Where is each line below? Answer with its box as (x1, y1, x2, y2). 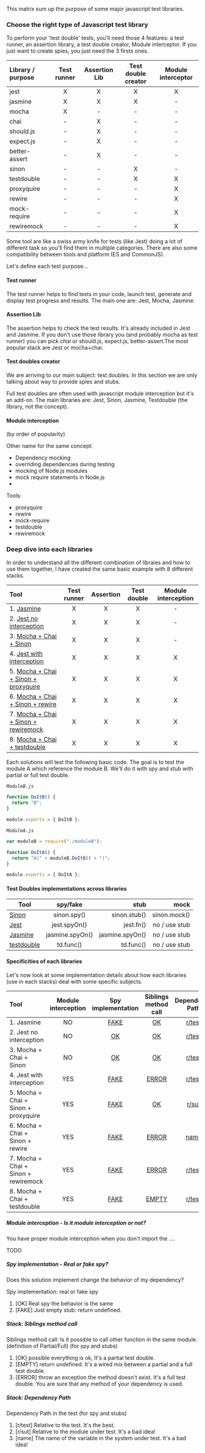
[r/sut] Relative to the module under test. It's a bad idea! (15, 1428, 156, 1435)
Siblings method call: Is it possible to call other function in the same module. (6, 1336, 198, 1343)
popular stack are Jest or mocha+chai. (6, 344, 104, 351)
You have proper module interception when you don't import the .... (6, 1235, 176, 1242)
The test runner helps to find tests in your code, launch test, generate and (6, 290, 192, 297)
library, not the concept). (6, 403, 69, 410)
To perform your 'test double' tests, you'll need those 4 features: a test (6, 34, 184, 42)
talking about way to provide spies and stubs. (6, 377, 121, 385)
